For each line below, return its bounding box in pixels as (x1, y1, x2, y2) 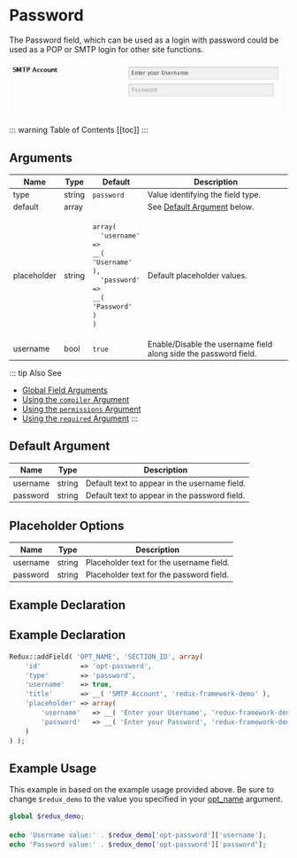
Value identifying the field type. (147, 189, 261, 199)
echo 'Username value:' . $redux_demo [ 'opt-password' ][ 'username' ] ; (9, 831, 267, 840)
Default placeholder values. (147, 269, 247, 280)
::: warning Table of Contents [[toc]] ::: (9, 125, 148, 136)
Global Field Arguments (21, 385, 108, 395)
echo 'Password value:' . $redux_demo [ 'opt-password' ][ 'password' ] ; (9, 840, 267, 849)
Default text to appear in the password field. (85, 489, 246, 501)
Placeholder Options (9, 518, 125, 533)
